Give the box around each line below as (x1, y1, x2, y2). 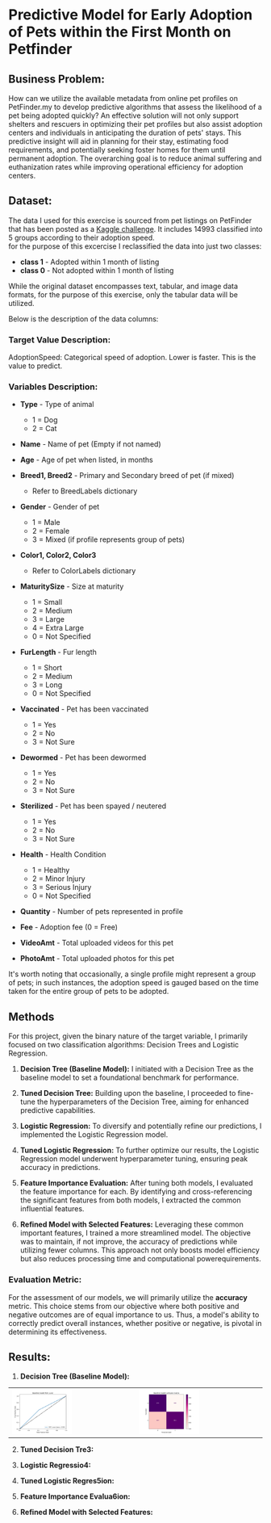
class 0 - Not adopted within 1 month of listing (19, 265, 174, 275)
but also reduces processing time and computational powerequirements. (19, 1254, 261, 1264)
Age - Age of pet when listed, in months (19, 455, 153, 465)
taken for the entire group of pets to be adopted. (8, 987, 169, 996)
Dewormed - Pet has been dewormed (19, 753, 147, 762)
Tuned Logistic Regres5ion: (19, 1475, 115, 1485)
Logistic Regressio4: (19, 1460, 91, 1470)
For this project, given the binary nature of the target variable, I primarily (8, 1031, 248, 1041)
